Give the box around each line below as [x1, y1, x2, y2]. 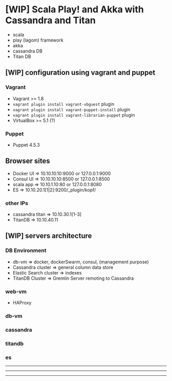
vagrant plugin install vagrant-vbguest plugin [12, 101, 115, 107]
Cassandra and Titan [5, 14, 96, 26]
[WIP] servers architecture [5, 231, 92, 240]
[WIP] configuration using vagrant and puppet [5, 68, 156, 77]
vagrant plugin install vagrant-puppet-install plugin [12, 106, 131, 113]
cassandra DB [12, 48, 42, 54]
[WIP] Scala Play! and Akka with [5, 4, 144, 15]
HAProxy [12, 300, 32, 306]
